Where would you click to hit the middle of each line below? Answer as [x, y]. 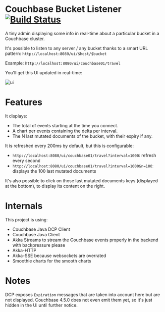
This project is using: [27, 219]
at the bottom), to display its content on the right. [55, 186]
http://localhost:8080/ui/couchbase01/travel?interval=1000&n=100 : [83, 166]
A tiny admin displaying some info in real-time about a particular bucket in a [82, 33]
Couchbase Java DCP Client [41, 229]
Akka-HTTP [24, 250]
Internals [24, 206]
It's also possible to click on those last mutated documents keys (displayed [82, 181]
